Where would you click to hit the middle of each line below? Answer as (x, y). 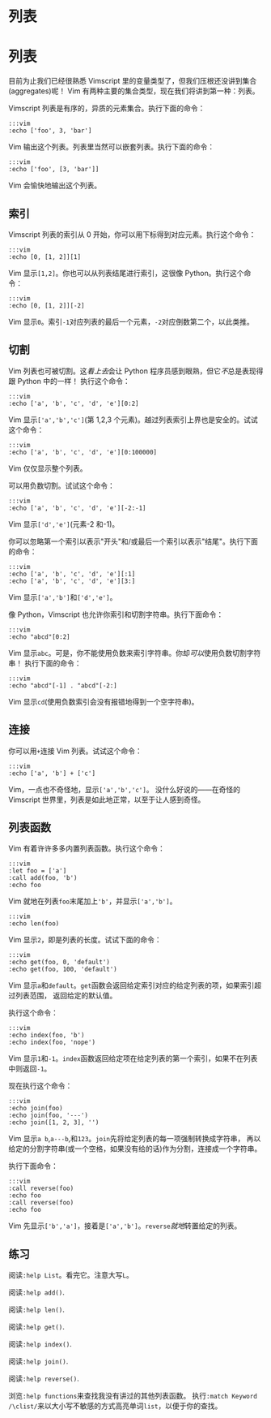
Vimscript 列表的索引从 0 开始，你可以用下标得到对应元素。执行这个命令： (132, 234)
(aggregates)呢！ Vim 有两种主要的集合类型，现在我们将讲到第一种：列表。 (134, 91)
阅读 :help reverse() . (44, 1379)
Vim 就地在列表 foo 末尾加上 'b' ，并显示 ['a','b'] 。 (93, 901)
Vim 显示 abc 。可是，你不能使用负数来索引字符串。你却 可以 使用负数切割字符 (135, 653)
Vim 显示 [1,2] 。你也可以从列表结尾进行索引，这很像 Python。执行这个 (126, 273)
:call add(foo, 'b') (43, 878)
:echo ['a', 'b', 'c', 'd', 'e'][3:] (72, 581)
